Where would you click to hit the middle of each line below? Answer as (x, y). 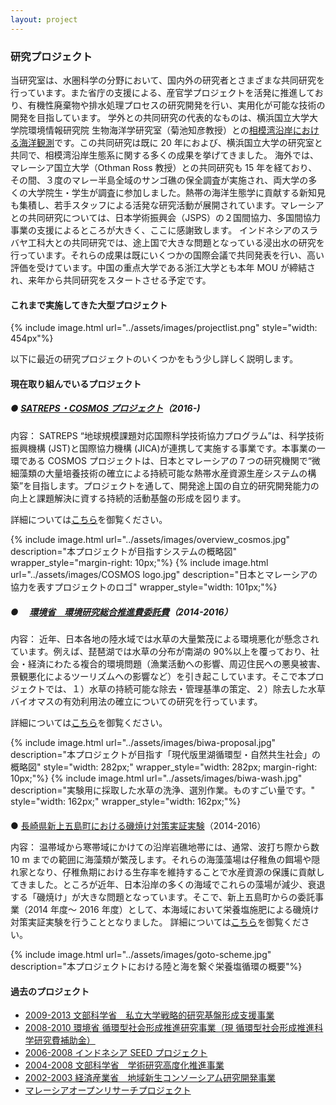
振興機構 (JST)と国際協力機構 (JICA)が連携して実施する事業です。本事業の (163, 448)
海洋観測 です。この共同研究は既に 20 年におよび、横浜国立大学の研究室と (170, 142)
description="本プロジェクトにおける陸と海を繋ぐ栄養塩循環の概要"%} (156, 967)
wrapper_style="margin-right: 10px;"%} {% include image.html (139, 562)
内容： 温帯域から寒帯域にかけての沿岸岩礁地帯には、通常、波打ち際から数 (165, 847)
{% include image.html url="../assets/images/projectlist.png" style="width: (164, 328)
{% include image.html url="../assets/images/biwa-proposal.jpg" (143, 743)
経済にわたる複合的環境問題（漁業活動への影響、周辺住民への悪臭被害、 (176, 664)
